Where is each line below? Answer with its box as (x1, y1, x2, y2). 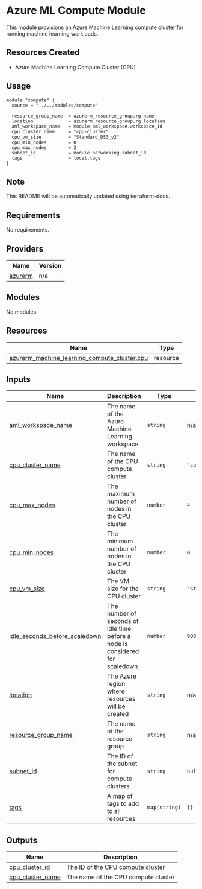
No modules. (6, 308, 38, 315)
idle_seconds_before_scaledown (9, 632, 102, 641)
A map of (107, 792, 133, 800)
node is (107, 640, 128, 648)
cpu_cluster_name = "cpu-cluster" (11, 128, 109, 134)
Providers (6, 244, 44, 254)
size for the (107, 584, 139, 593)
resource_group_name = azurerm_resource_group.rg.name (11, 113, 155, 119)
